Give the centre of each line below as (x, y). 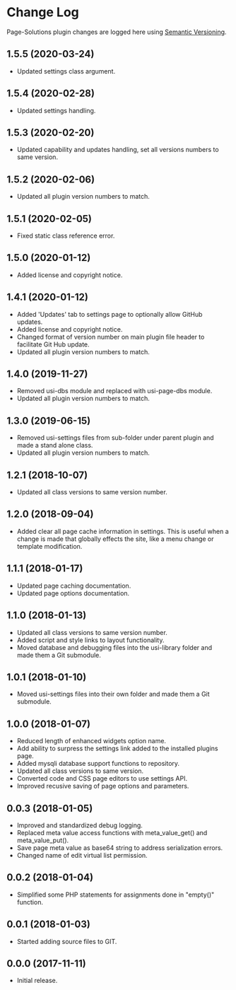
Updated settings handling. (56, 110)
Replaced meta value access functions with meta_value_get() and (112, 832)
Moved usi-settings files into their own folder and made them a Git (113, 694)
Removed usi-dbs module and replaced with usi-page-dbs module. (114, 391)
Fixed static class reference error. (66, 235)
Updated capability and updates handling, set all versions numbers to (118, 150)
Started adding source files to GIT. (67, 941)
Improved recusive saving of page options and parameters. (103, 786)
